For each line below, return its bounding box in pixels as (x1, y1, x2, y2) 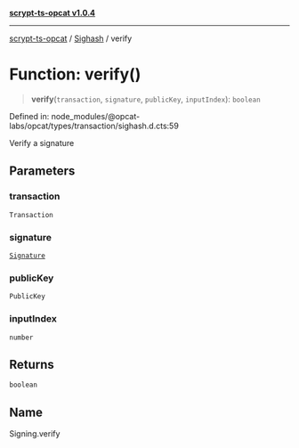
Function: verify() (9, 64, 141, 85)
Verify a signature (9, 137, 75, 148)
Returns (9, 356, 55, 372)
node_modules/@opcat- (51, 110, 141, 121)
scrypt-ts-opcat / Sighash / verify (9, 33, 133, 44)
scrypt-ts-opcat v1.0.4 (9, 8, 96, 18)
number (9, 333, 34, 342)
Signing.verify (9, 428, 61, 439)
